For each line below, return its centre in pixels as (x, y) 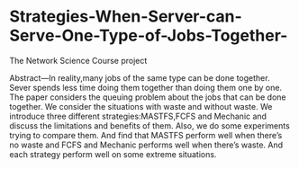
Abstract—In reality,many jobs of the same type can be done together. (140, 77)
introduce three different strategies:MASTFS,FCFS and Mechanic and (138, 116)
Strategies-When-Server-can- (126, 17)
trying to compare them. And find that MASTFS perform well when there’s (146, 135)
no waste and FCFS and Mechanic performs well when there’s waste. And (146, 145)
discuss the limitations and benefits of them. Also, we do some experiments (149, 125)
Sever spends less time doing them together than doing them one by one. (145, 87)
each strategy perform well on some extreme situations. (113, 154)
